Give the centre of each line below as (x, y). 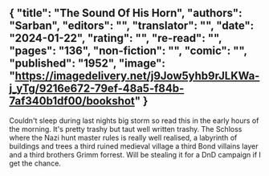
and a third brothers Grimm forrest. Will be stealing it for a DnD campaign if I (135, 154)
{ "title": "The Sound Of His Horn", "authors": (126, 13)
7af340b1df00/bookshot (72, 101)
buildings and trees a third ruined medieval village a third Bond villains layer (134, 146)
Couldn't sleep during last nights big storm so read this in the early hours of (134, 121)
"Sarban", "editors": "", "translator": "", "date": (132, 26)
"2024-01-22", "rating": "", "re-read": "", (116, 38)
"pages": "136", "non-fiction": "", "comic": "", (128, 51)
